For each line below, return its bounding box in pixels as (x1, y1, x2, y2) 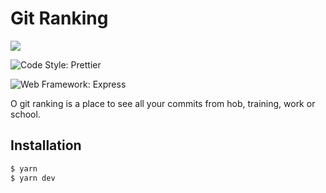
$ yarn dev (10, 173, 56, 183)
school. (10, 108, 41, 120)
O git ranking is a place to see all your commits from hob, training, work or (10, 97, 316, 109)
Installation (10, 137, 82, 154)
